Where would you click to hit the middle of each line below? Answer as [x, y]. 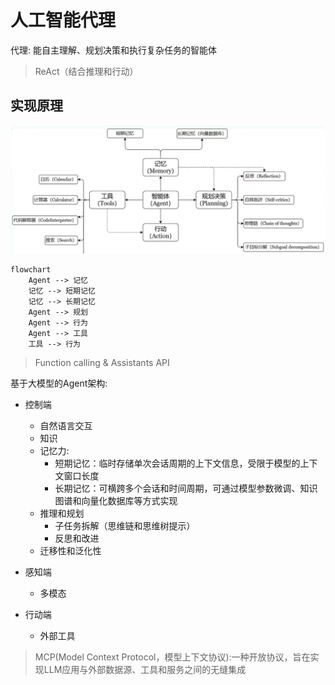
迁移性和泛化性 [70, 550]
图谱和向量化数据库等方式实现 [116, 500]
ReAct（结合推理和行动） [86, 71]
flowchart [31, 269]
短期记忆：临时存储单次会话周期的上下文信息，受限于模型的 [177, 463]
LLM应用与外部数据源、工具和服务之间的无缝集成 [145, 669]
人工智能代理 [63, 20]
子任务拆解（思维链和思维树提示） [125, 525]
